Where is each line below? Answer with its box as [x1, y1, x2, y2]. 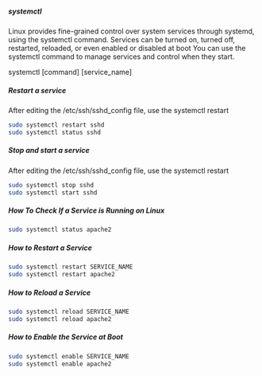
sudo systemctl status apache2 [8, 225, 112, 234]
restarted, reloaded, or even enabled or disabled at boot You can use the [8, 43, 246, 53]
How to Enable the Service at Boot [8, 332, 123, 342]
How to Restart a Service [8, 243, 93, 253]
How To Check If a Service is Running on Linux [8, 206, 165, 215]
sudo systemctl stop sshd [8, 181, 94, 189]
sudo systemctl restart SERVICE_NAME [8, 263, 133, 271]
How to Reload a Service [8, 288, 91, 297]
